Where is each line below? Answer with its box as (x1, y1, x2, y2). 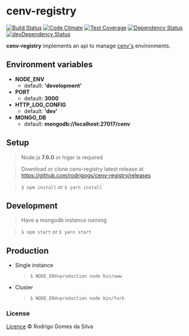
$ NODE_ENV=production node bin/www (29, 273, 122, 279)
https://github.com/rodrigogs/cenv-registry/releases (20, 171, 151, 179)
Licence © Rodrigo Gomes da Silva (6, 323, 93, 330)
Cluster (14, 284, 33, 291)
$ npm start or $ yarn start (20, 228, 91, 236)
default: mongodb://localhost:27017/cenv (23, 120, 131, 127)
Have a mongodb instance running (20, 216, 107, 224)
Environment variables (6, 60, 93, 70)
